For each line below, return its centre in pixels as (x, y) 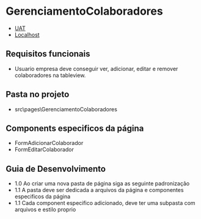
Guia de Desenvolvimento (56, 169)
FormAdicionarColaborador (49, 143)
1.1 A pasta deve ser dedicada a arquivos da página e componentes (99, 190)
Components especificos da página (75, 128)
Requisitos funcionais (48, 54)
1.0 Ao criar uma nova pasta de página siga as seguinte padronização (102, 184)
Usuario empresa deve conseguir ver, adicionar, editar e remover (96, 69)
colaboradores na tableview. (50, 75)
